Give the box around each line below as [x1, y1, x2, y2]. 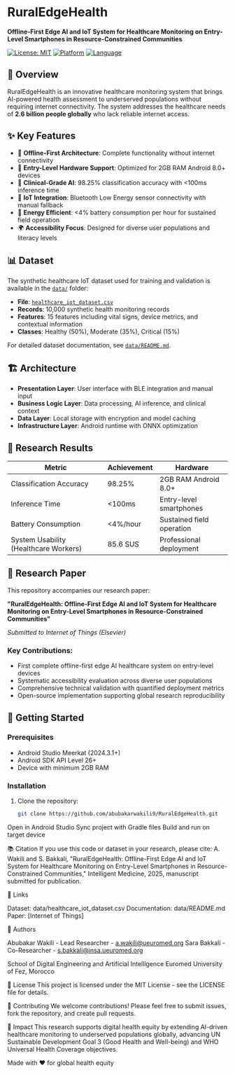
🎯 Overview [7, 69, 59, 81]
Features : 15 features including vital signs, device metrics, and [17, 312, 198, 321]
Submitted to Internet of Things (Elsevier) [7, 628, 127, 636]
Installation [7, 780, 47, 790]
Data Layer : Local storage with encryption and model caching [17, 414, 196, 422]
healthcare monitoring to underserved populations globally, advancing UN [7, 1030, 221, 1038]
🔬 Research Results [7, 442, 94, 454]
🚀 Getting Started [7, 712, 85, 724]
